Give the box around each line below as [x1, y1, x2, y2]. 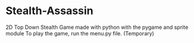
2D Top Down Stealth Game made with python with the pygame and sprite [5, 24, 189, 31]
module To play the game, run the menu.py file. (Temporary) [5, 29, 154, 37]
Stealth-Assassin [5, 4, 94, 18]
